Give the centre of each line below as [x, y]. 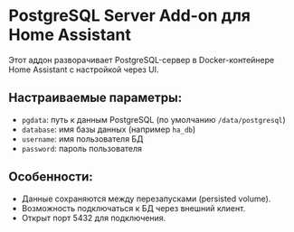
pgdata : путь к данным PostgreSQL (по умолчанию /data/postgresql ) [153, 119]
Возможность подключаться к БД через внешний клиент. [133, 208]
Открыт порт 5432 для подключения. [94, 218]
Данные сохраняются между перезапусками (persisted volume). [146, 199]
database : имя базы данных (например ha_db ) [109, 129]
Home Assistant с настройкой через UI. [84, 70]
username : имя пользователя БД [82, 139]
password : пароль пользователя [81, 148]
